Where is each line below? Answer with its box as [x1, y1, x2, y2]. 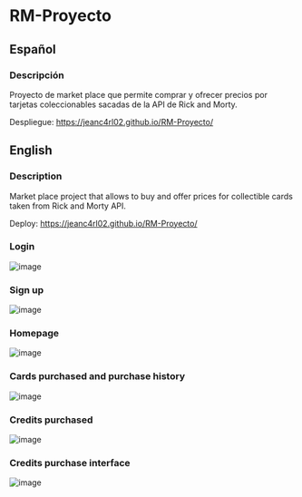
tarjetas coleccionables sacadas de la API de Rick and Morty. [9, 99, 238, 110]
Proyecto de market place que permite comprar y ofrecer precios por [9, 89, 268, 100]
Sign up [9, 283, 44, 296]
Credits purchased [9, 414, 93, 426]
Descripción [9, 69, 65, 82]
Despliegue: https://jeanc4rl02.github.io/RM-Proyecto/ [9, 116, 214, 127]
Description [9, 170, 63, 182]
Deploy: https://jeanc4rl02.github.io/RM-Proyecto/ [9, 218, 198, 229]
